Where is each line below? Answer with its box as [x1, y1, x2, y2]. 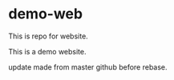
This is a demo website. [8, 46, 87, 56]
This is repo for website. [8, 31, 88, 41]
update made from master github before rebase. [8, 62, 168, 72]
